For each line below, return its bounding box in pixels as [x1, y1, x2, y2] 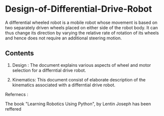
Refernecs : [5, 91, 28, 97]
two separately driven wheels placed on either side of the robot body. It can [5, 24, 158, 30]
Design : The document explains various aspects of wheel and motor [12, 62, 151, 68]
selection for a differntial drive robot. [12, 67, 87, 73]
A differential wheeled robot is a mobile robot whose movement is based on [5, 19, 158, 25]
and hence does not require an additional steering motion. [5, 35, 122, 41]
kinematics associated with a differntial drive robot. [12, 82, 116, 88]
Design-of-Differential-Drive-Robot [5, 3, 152, 15]
